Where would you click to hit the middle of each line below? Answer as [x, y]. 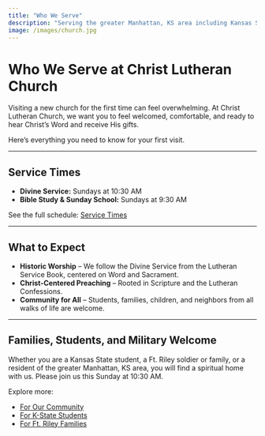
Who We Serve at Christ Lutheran [120, 69]
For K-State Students [54, 415]
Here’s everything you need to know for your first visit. [97, 140]
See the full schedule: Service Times [68, 215]
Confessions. [41, 291]
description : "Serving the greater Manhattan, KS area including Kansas [130, 23]
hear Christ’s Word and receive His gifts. [74, 125]
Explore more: [31, 391]
